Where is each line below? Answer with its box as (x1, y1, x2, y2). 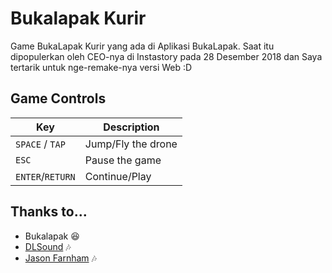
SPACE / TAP (15, 137, 66, 151)
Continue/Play (84, 169, 152, 183)
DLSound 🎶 (24, 240, 72, 252)
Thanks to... (10, 203, 88, 221)
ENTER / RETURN (15, 169, 76, 183)
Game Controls (10, 90, 107, 107)
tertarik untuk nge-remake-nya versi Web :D (10, 61, 193, 73)
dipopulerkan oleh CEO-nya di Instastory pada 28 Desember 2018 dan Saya (10, 50, 323, 62)
